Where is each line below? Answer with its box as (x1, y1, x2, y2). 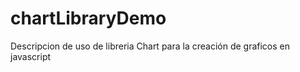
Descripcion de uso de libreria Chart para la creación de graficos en (10, 40, 291, 52)
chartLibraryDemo (10, 7, 167, 30)
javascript (10, 50, 52, 62)
